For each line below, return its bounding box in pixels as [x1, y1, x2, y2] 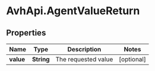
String [31, 55, 50, 63]
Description [67, 46, 102, 53]
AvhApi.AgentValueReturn [6, 4, 140, 18]
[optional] [118, 55, 147, 63]
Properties [6, 28, 46, 38]
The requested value [55, 55, 113, 63]
